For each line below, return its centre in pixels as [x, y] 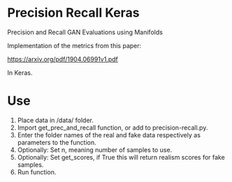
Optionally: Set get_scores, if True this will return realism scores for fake [121, 157]
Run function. [37, 172]
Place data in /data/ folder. [56, 120]
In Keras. [20, 73]
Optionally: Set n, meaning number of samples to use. [95, 150]
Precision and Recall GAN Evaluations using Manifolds [85, 32]
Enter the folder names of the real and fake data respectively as [109, 135]
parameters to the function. [57, 142]
